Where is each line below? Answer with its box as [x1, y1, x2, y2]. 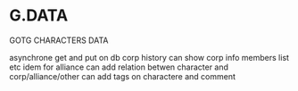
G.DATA [9, 5, 69, 26]
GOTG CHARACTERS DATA [9, 35, 109, 45]
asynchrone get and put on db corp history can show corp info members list [9, 52, 290, 62]
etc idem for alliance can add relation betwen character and [9, 62, 229, 72]
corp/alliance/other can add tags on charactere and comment [9, 70, 236, 81]
